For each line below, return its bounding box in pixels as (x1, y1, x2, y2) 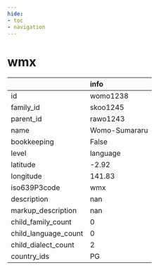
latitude (11, 160, 36, 170)
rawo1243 (89, 114, 125, 124)
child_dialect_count (11, 240, 75, 250)
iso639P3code (11, 183, 61, 192)
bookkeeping (11, 137, 54, 147)
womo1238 (89, 91, 129, 101)
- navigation (7, 23, 46, 30)
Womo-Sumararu (89, 125, 148, 135)
